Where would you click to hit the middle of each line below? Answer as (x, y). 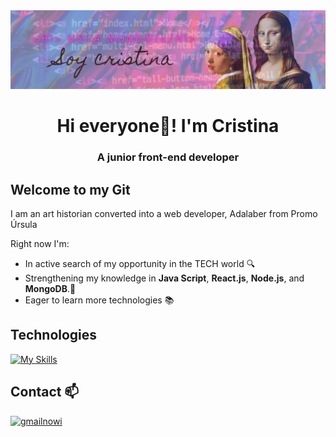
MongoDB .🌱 (50, 288)
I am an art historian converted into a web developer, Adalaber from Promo (164, 213)
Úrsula (24, 224)
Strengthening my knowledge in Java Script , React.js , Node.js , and (164, 278)
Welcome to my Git (70, 189)
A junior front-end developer (168, 157)
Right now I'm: (40, 243)
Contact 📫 (45, 392)
